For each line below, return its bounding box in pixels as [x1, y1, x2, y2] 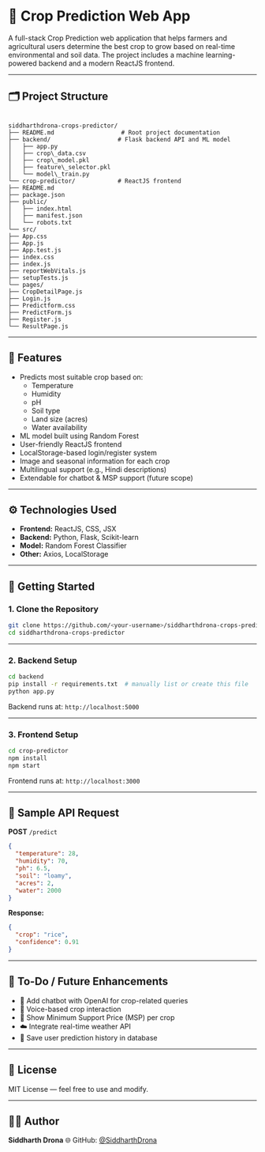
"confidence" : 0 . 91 [15, 939, 80, 946]
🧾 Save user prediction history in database [19, 1033, 158, 1042]
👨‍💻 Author [8, 1114, 60, 1127]
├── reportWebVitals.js [8, 266, 87, 275]
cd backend [8, 673, 44, 681]
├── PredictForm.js [8, 308, 73, 316]
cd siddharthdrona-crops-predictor [8, 629, 125, 636]
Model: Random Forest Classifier [19, 541, 128, 550]
